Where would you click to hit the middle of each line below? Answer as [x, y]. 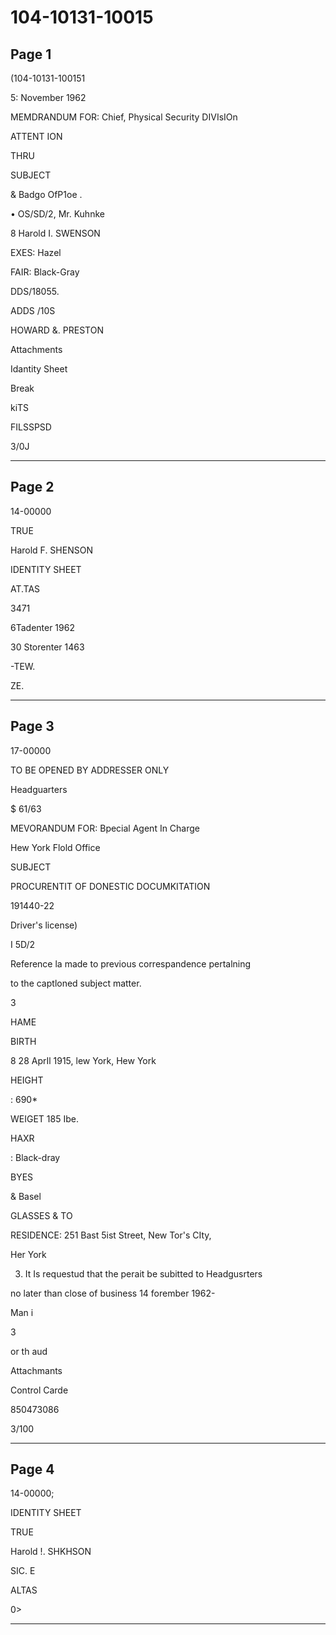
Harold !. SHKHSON [51, 1552]
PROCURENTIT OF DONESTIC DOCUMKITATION [110, 886]
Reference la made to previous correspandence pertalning [131, 963]
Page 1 [31, 54]
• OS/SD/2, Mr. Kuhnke [57, 214]
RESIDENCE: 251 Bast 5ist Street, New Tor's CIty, [111, 1235]
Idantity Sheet [39, 369]
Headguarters [39, 789]
